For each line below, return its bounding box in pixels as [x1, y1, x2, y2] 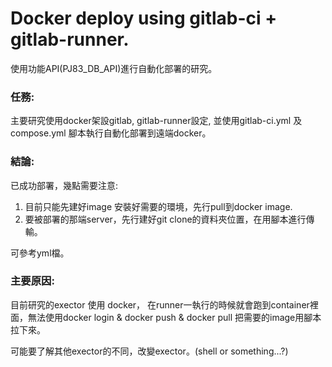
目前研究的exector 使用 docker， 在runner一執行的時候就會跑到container [10, 298, 310, 311]
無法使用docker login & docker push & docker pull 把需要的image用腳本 [27, 311, 322, 323]
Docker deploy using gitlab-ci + [10, 7, 278, 30]
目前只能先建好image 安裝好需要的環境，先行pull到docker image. [24, 200, 293, 212]
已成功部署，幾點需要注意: [10, 179, 119, 191]
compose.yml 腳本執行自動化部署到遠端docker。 [10, 127, 212, 139]
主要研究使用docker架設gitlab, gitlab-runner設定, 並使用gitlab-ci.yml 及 [10, 115, 303, 127]
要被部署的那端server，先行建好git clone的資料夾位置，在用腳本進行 [24, 213, 307, 225]
